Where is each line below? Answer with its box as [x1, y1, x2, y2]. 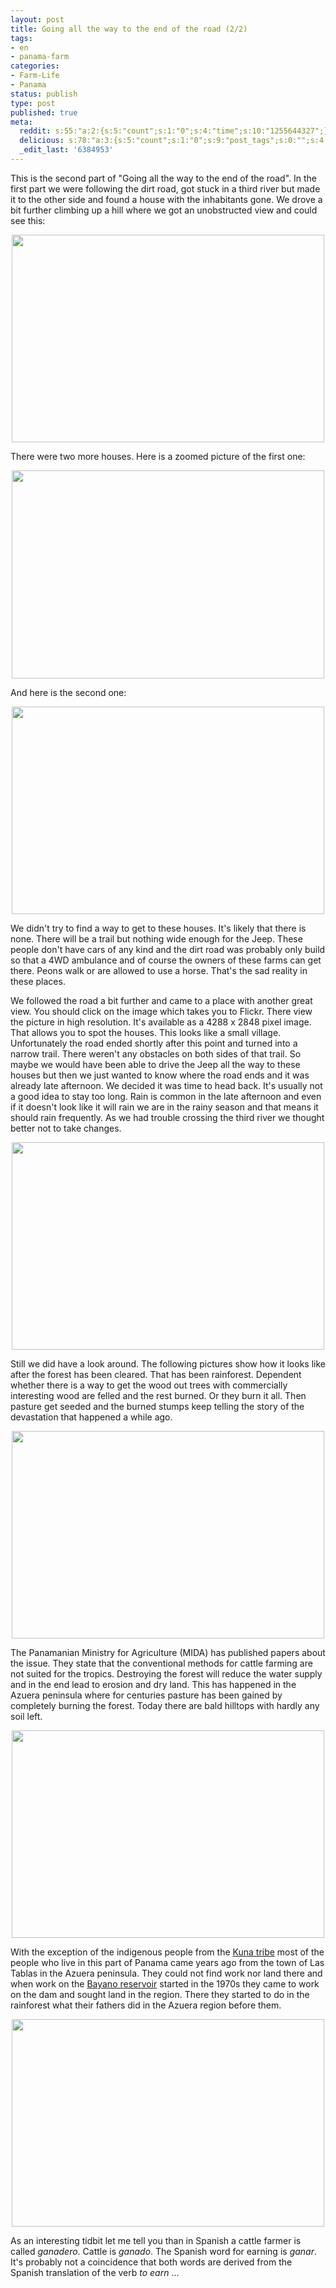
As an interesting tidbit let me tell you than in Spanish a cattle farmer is [10, 2234, 302, 2246]
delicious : [19, 136, 65, 146]
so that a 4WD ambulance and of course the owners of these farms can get [10, 954, 322, 966]
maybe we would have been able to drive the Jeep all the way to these [10, 1058, 301, 1070]
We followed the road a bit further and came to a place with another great [10, 994, 313, 1006]
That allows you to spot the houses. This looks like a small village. [10, 1026, 282, 1038]
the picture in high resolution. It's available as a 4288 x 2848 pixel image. [10, 1016, 312, 1028]
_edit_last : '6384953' [19, 145, 114, 155]
